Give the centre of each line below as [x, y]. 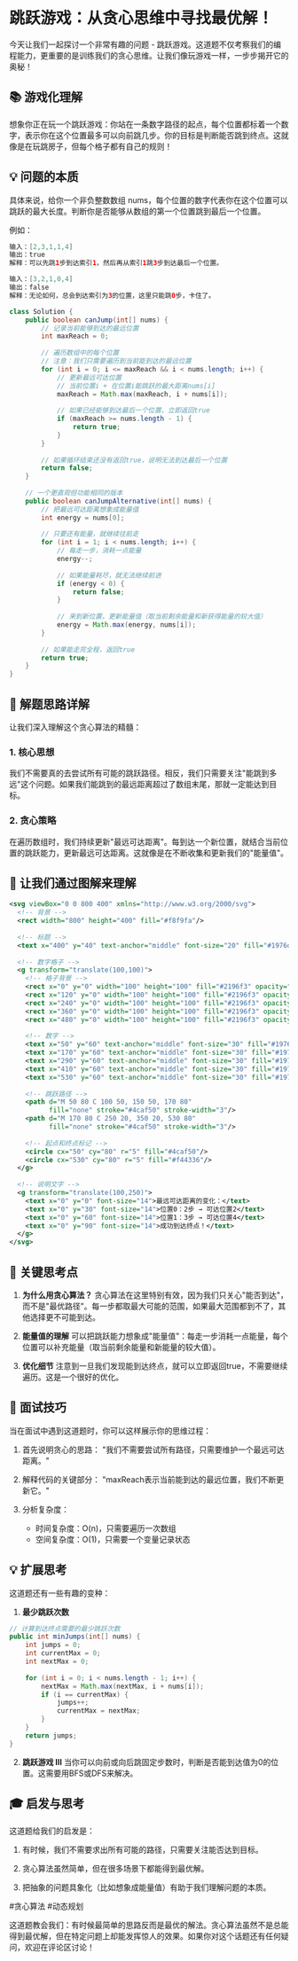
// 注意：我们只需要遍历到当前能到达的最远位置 [117, 361]
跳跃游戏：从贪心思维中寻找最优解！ [141, 18]
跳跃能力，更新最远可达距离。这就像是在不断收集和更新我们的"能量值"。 [157, 853]
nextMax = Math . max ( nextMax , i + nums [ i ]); [122, 1686]
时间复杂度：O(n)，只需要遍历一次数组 [106, 1528]
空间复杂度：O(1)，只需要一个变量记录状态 [113, 1539]
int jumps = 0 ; [53, 1645]
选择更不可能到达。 [65, 1316]
